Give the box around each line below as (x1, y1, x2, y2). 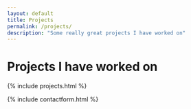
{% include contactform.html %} (7, 95, 99, 103)
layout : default (7, 10, 54, 17)
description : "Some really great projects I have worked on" (7, 29, 186, 37)
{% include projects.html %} (7, 82, 87, 90)
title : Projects (7, 17, 54, 23)
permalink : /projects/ (7, 23, 72, 30)
